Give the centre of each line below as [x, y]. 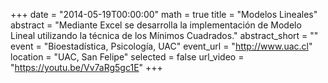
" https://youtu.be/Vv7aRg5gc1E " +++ [86, 67]
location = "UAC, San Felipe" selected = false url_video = [127, 57]
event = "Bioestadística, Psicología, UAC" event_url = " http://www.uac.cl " [161, 46]
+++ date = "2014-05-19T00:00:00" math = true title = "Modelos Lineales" [164, 14]
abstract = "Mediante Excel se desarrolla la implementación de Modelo [156, 25]
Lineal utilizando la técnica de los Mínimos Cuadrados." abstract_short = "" [164, 35]
